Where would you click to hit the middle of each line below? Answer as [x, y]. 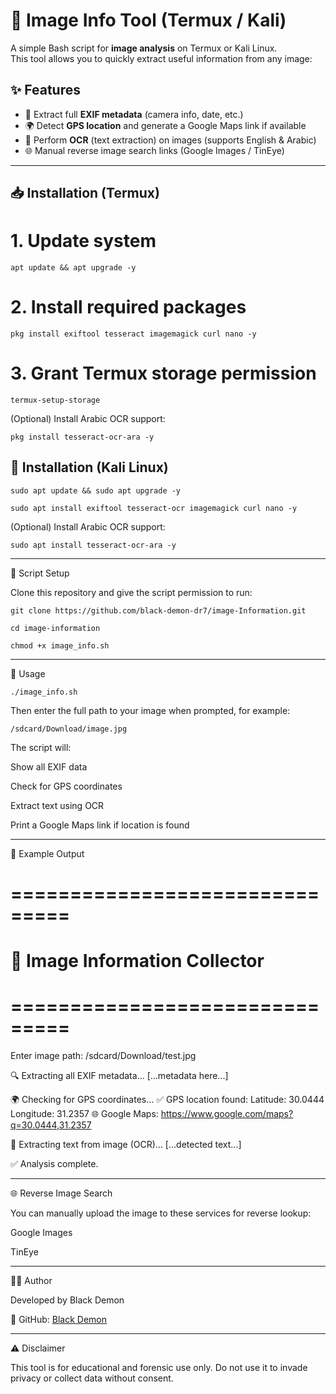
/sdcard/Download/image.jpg [69, 729]
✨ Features [45, 90]
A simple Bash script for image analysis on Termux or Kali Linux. [144, 48]
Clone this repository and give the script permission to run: [131, 592]
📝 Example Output [47, 853]
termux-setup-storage [55, 400]
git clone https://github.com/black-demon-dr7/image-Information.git [158, 610]
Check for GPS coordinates [66, 786]
